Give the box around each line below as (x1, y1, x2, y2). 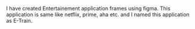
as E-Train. (6, 17, 33, 24)
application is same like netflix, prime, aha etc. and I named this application (6, 11, 190, 18)
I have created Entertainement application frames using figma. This (6, 5, 171, 12)
